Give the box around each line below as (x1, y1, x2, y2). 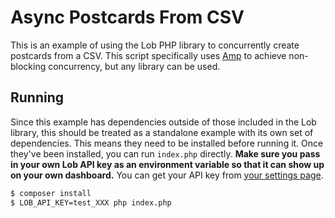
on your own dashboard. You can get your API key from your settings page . (10, 169, 324, 181)
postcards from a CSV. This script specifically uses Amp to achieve (10, 49, 287, 61)
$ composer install (10, 188, 92, 198)
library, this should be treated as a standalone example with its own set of (10, 126, 314, 138)
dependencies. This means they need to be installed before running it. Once (10, 137, 324, 149)
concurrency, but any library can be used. (48, 60, 221, 72)
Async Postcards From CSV (10, 6, 245, 29)
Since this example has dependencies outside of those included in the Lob (10, 116, 317, 128)
